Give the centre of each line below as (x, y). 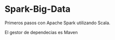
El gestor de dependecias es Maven (41, 32)
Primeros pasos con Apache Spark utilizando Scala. (57, 23)
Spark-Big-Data (38, 9)
